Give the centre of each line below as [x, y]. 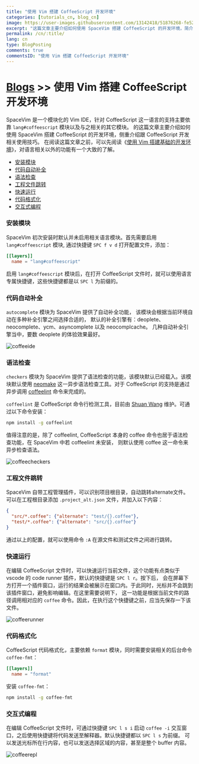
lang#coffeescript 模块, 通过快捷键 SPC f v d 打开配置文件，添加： [88, 245]
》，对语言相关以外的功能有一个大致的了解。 [65, 149]
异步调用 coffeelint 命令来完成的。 [48, 392]
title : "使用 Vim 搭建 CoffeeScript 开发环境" [61, 12]
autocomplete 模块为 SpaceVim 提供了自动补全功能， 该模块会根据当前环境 [97, 312]
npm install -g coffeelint [39, 423]
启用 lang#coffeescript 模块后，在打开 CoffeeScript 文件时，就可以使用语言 [99, 273]
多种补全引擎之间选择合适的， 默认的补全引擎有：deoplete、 [90, 319]
